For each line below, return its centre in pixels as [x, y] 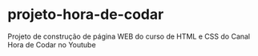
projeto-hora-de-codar [86, 15]
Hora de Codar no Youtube [52, 44]
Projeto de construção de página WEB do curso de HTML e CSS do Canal [129, 36]
